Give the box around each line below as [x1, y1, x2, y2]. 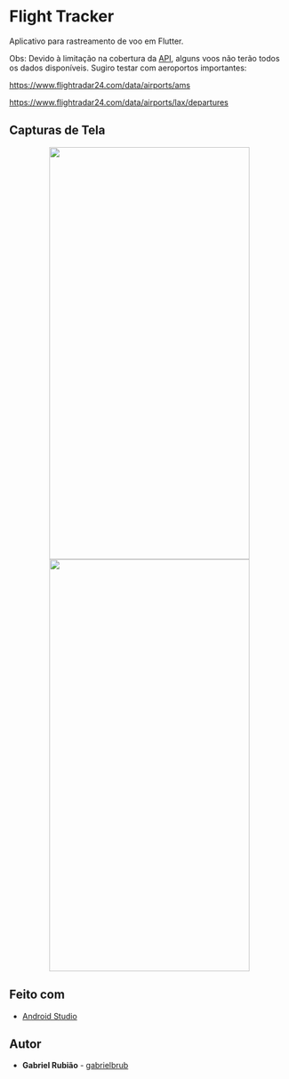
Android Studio [21, 1010, 77, 1021]
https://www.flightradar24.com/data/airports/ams [9, 79, 191, 90]
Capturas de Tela [9, 123, 106, 138]
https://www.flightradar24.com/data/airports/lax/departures [9, 96, 229, 108]
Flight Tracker [9, 6, 115, 27]
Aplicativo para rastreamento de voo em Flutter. [9, 36, 184, 46]
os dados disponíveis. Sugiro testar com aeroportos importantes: [9, 62, 247, 73]
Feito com [9, 987, 65, 1002]
